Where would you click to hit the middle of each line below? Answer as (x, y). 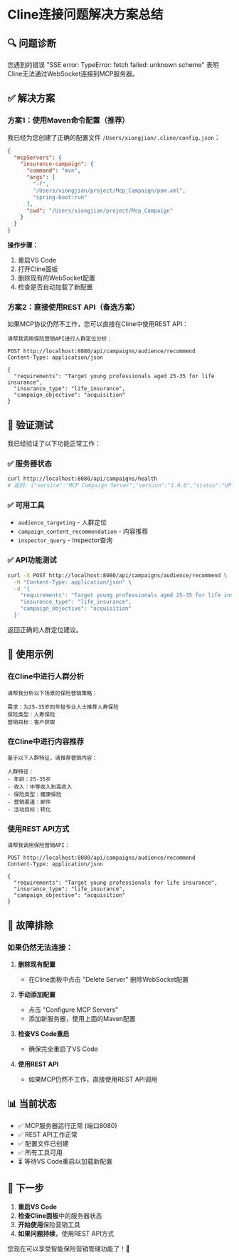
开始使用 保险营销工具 (49, 1224)
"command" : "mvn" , (53, 171)
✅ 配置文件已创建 (43, 1143)
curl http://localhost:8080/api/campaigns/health (83, 479)
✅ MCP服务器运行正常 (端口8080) (67, 1125)
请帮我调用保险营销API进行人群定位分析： (60, 339)
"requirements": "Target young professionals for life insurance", (116, 883)
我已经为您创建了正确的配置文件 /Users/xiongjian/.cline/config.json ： (114, 137)
